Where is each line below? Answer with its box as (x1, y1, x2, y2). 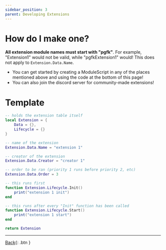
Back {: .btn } (5, 239, 31, 245)
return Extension (5, 226, 41, 231)
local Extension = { (5, 118, 48, 123)
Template (5, 97, 44, 108)
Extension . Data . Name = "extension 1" (5, 145, 83, 150)
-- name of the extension (5, 140, 58, 145)
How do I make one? (5, 33, 89, 44)
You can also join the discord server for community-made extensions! (12, 80, 154, 86)
